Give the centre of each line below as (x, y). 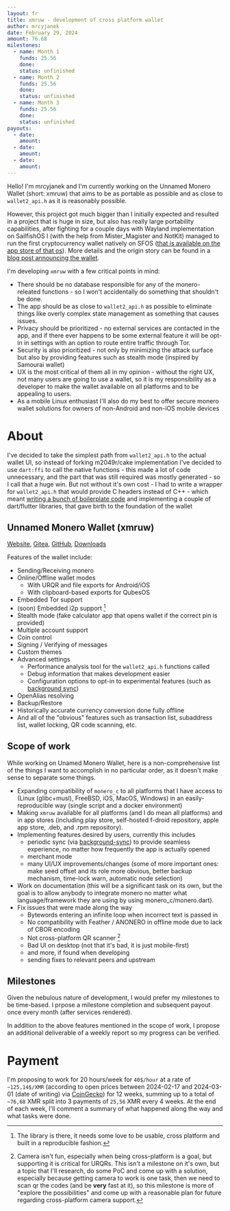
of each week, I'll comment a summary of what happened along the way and (115, 1109)
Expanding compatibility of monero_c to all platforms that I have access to (119, 790)
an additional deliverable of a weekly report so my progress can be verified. (114, 1033)
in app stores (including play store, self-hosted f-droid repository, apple (118, 820)
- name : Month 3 (36, 103)
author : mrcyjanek (33, 26)
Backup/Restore (40, 703)
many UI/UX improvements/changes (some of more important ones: (123, 863)
